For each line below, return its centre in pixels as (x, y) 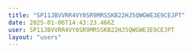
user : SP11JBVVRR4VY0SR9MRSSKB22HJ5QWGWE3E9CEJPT (92, 30)
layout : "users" (35, 37)
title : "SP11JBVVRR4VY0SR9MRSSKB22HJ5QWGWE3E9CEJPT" (97, 15)
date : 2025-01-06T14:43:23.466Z (61, 23)
